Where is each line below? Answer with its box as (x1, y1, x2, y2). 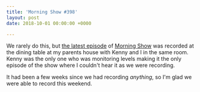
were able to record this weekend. (6, 80, 92, 87)
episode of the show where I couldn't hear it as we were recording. (6, 62, 176, 69)
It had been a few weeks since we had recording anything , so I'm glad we (6, 74, 192, 81)
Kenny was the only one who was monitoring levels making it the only (6, 55, 182, 63)
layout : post (6, 15, 40, 21)
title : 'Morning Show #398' (6, 9, 78, 15)
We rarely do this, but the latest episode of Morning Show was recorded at (6, 42, 194, 49)
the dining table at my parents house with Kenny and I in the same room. (6, 49, 188, 56)
